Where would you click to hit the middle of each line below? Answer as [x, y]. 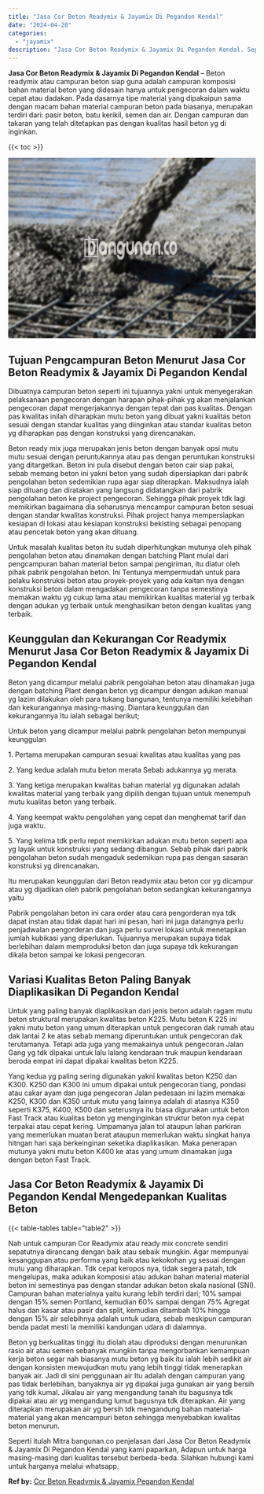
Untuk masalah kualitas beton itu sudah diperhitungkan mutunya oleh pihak [130, 548]
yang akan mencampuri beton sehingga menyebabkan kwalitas [138, 1417]
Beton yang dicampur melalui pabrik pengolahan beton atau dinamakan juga [132, 682]
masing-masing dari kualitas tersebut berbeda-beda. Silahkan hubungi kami [131, 1457]
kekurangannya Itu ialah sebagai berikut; [74, 716]
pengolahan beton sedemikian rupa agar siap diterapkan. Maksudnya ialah [129, 482]
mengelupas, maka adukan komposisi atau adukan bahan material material [129, 1276]
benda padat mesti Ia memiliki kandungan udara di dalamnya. [107, 1326]
